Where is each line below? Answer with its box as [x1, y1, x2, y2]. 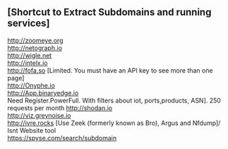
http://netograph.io [7, 43, 62, 52]
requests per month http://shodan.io [7, 103, 113, 112]
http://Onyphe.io [7, 81, 55, 90]
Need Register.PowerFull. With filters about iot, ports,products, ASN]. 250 [7, 96, 221, 105]
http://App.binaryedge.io [7, 88, 79, 97]
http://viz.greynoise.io [7, 111, 71, 119]
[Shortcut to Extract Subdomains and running [7, 6, 212, 18]
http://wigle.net [7, 51, 52, 59]
